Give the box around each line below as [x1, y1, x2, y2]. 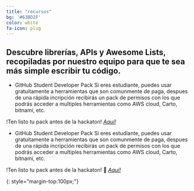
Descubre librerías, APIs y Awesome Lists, [6, 47, 166, 57]
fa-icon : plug [6, 25, 42, 31]
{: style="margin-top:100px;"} [6, 178, 79, 185]
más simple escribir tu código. [6, 66, 121, 76]
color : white [6, 20, 39, 26]
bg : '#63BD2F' [6, 14, 42, 20]
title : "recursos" [6, 8, 52, 15]
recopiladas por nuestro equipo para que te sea [6, 56, 186, 66]
